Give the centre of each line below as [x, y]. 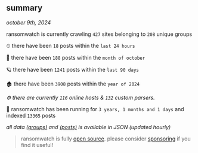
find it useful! [37, 145]
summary [24, 8]
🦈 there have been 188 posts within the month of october [76, 57]
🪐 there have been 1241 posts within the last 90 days [72, 69]
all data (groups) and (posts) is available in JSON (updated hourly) [89, 127]
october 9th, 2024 [29, 22]
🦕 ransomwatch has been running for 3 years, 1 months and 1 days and [95, 109]
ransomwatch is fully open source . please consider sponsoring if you [106, 139]
